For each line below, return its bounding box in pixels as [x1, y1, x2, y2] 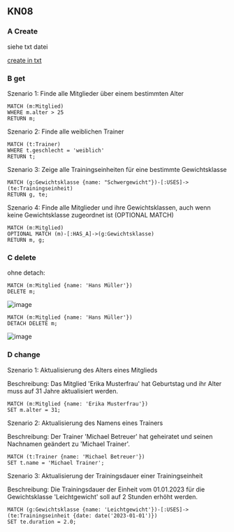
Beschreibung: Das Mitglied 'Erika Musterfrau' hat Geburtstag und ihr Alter [7, 379, 222, 387]
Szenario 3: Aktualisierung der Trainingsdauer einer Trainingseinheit [7, 471, 203, 480]
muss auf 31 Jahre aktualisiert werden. [7, 387, 119, 395]
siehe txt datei [7, 42, 48, 51]
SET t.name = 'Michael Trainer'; [7, 459, 105, 466]
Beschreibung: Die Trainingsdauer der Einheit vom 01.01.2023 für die [7, 485, 205, 494]
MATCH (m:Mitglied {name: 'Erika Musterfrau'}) [7, 400, 149, 408]
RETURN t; [7, 153, 36, 160]
